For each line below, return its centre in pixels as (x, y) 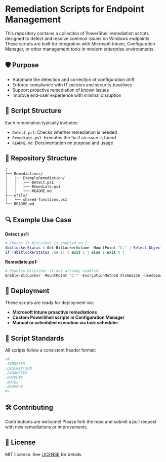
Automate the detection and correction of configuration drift (73, 79)
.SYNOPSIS (15, 364)
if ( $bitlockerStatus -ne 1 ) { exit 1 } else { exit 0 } (65, 252)
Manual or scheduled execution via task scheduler (65, 323)
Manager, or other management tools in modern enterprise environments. (80, 49)
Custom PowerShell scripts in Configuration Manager (68, 317)
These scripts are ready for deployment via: (50, 303)
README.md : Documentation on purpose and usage (63, 143)
